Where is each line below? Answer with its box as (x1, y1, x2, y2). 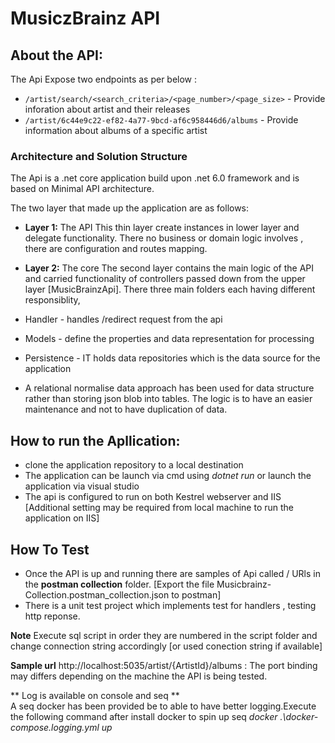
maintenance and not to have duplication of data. (24, 403, 228, 416)
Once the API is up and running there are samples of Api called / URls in (24, 567, 321, 579)
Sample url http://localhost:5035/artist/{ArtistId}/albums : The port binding (10, 659, 318, 671)
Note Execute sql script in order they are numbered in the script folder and (10, 629, 318, 641)
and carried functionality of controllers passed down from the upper (24, 273, 306, 285)
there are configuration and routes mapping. (24, 243, 208, 255)
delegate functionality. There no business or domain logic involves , (24, 232, 304, 244)
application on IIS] (24, 512, 100, 524)
